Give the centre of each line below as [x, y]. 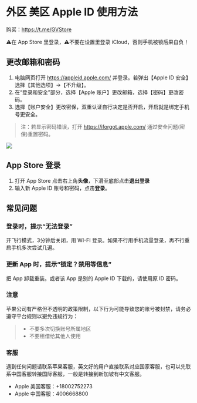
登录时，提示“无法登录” [40, 226]
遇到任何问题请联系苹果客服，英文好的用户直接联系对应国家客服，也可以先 [96, 367]
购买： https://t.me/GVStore [39, 29]
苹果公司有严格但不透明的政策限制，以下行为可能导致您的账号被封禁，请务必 [98, 308]
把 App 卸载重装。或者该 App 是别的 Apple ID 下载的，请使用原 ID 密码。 [94, 278]
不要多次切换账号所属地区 [60, 328]
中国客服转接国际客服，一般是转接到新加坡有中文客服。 [78, 374]
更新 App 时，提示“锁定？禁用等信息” [59, 264]
